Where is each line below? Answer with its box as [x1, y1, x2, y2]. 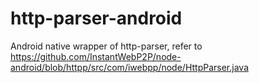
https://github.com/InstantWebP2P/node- [10, 50, 182, 62]
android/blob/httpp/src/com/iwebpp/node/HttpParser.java [10, 61, 249, 73]
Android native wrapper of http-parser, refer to [10, 40, 203, 52]
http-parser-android [10, 7, 183, 30]
